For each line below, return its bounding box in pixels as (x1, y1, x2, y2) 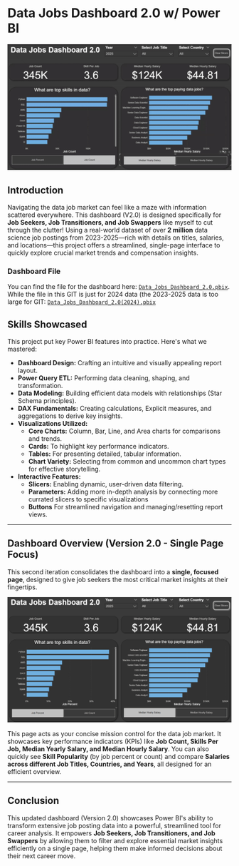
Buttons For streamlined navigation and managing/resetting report (28, 503, 223, 511)
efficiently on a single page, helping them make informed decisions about (7, 844, 223, 852)
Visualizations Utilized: (17, 419, 88, 428)
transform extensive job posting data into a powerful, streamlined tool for (7, 821, 222, 830)
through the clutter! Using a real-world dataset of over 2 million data (7, 225, 208, 234)
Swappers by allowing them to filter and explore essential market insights (7, 836, 223, 845)
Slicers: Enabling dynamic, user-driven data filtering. (28, 480, 184, 489)
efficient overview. (7, 767, 62, 775)
